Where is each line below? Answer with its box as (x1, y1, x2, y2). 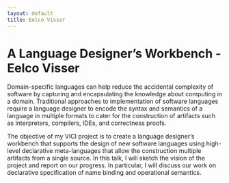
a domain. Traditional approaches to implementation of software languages (7, 97, 219, 106)
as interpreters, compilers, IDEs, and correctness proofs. (7, 119, 167, 127)
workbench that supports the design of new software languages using (7, 139, 205, 147)
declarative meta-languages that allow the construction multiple (21, 147, 202, 155)
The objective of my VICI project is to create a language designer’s (7, 132, 195, 141)
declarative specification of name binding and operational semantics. (7, 169, 202, 177)
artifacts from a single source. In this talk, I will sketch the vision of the (7, 154, 205, 163)
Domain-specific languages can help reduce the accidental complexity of (7, 83, 214, 91)
